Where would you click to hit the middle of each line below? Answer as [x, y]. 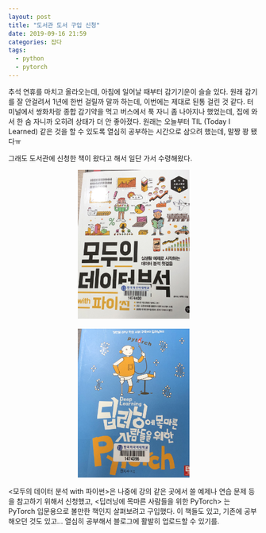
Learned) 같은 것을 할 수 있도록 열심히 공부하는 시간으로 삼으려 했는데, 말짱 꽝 [129, 131]
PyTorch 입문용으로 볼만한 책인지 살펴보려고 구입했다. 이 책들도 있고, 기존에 [125, 511]
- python [30, 59]
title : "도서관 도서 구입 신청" [54, 25]
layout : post [30, 17]
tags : [17, 50]
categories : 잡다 [35, 42]
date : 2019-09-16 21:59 [48, 33]
